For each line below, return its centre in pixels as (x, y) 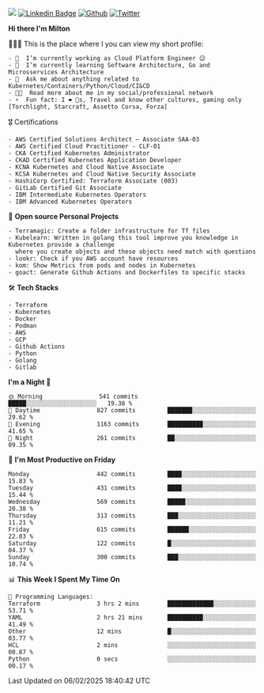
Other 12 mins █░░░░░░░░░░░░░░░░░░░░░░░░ (132, 631)
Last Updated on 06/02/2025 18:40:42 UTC (79, 681)
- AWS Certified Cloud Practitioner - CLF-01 (84, 146)
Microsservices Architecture (56, 72)
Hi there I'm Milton (39, 28)
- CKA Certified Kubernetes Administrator (79, 153)
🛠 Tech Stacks (34, 288)
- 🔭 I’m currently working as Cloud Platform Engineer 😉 (107, 59)
